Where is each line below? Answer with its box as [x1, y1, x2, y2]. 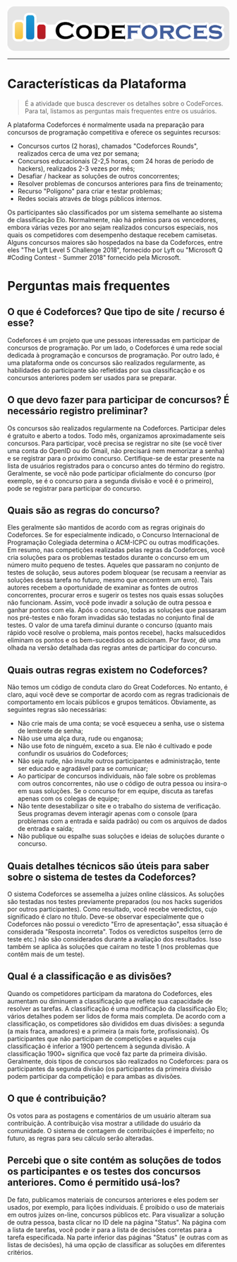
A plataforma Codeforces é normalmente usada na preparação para [7, 120, 205, 129]
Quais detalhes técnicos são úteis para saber [7, 860, 209, 872]
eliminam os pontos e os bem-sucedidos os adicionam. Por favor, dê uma [7, 636, 221, 645]
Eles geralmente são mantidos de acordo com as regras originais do [7, 523, 205, 532]
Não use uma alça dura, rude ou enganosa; [17, 734, 143, 742]
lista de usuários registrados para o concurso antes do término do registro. [7, 461, 225, 470]
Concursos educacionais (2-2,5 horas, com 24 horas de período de [17, 156, 214, 165]
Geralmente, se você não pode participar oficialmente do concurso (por [7, 469, 217, 477]
